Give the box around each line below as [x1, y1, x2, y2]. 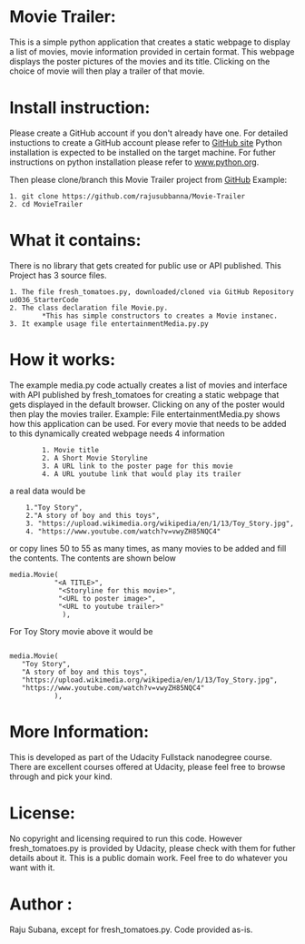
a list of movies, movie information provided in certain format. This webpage [9, 46, 295, 56]
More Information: [9, 721, 150, 742]
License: [9, 803, 75, 823]
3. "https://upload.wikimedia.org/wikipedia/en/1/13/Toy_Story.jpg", [25, 519, 295, 528]
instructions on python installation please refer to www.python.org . [9, 157, 260, 167]
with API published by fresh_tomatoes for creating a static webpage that [9, 389, 280, 400]
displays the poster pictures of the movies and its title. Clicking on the [9, 56, 271, 66]
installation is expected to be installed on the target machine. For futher [9, 147, 276, 157]
